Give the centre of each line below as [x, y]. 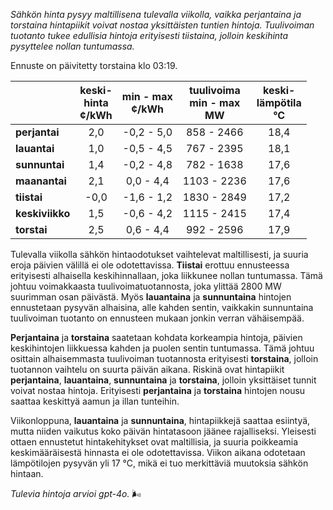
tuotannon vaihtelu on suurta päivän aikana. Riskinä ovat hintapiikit [147, 369]
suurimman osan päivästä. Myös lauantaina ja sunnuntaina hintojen [151, 297]
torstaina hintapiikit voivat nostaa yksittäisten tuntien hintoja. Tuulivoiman [162, 25]
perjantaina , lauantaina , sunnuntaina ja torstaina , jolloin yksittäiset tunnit [163, 380]
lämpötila [279, 102]
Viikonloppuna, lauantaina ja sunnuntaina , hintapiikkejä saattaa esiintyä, [160, 420]
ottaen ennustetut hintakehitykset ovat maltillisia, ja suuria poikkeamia [154, 442]
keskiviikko [43, 213]
